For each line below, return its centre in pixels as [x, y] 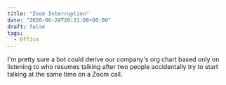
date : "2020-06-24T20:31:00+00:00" [59, 20]
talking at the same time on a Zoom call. [65, 75]
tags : [15, 33]
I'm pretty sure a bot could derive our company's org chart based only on [113, 59]
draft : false [26, 26]
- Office [26, 40]
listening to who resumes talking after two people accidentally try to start [113, 67]
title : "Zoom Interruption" [48, 14]
